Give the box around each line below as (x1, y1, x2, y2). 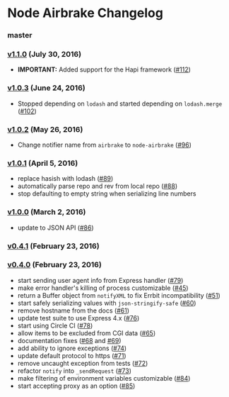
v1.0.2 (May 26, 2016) (7, 124, 83, 134)
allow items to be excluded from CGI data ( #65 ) (17, 328, 156, 337)
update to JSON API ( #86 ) (17, 223, 94, 232)
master (7, 30, 33, 40)
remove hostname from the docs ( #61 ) (17, 306, 129, 315)
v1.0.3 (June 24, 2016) (7, 83, 86, 93)
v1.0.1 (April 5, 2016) (7, 158, 78, 168)
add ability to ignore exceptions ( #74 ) (17, 344, 127, 352)
